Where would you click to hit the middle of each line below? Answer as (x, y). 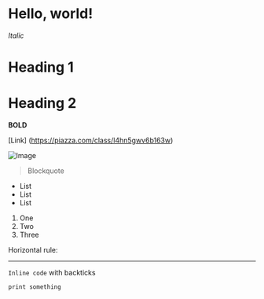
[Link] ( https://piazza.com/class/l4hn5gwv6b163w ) (91, 140)
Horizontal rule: (33, 250)
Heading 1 (41, 67)
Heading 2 (42, 103)
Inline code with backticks (52, 273)
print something (35, 287)
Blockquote (46, 171)
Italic (16, 35)
